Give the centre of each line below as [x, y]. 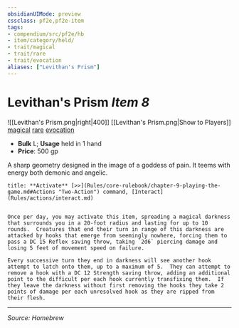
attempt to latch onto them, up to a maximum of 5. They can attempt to [119, 267]
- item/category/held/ [41, 41]
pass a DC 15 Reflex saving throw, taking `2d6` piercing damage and [113, 242]
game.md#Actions [31, 192]
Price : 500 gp [38, 151]
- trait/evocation [34, 61]
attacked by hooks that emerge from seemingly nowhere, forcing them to [117, 235]
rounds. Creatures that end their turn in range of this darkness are [116, 229]
